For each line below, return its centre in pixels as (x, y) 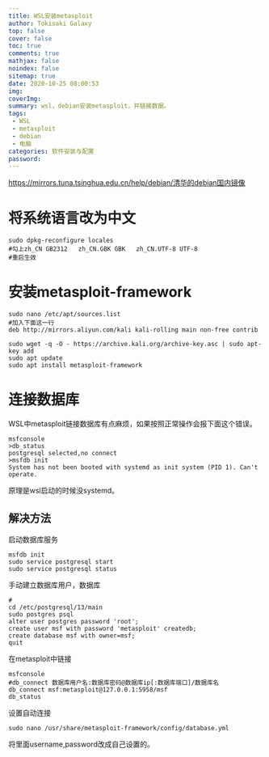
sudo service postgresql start (61, 562)
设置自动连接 (29, 713)
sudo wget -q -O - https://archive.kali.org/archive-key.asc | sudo (126, 345)
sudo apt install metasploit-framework (76, 366)
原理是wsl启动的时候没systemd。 (64, 491)
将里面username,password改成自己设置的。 (82, 744)
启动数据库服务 (33, 539)
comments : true (34, 53)
